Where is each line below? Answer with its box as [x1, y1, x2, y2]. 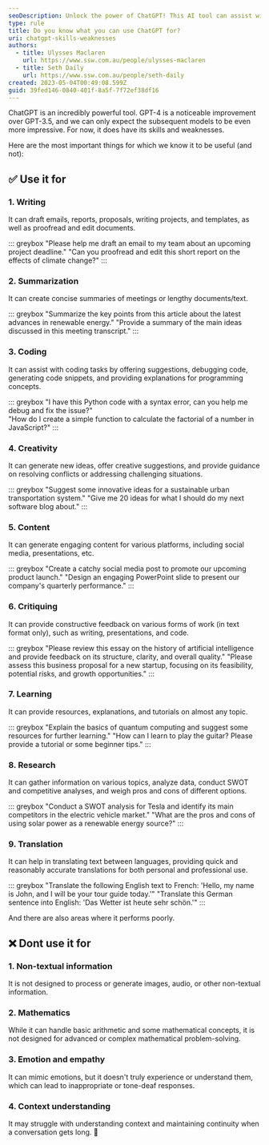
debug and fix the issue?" [8, 405, 94, 415]
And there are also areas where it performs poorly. [8, 914, 175, 923]
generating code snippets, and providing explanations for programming [8, 373, 243, 383]
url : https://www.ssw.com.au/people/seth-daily [22, 71, 184, 79]
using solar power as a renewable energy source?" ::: [8, 818, 184, 829]
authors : [8, 42, 38, 50]
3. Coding [8, 346, 47, 357]
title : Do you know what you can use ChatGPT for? [8, 26, 181, 34]
